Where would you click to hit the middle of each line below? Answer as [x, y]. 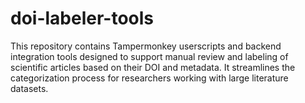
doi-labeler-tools [82, 18]
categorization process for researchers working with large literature [149, 78]
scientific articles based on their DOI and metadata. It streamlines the [153, 67]
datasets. [29, 88]
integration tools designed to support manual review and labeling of [149, 56]
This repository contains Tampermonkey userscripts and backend [146, 46]
